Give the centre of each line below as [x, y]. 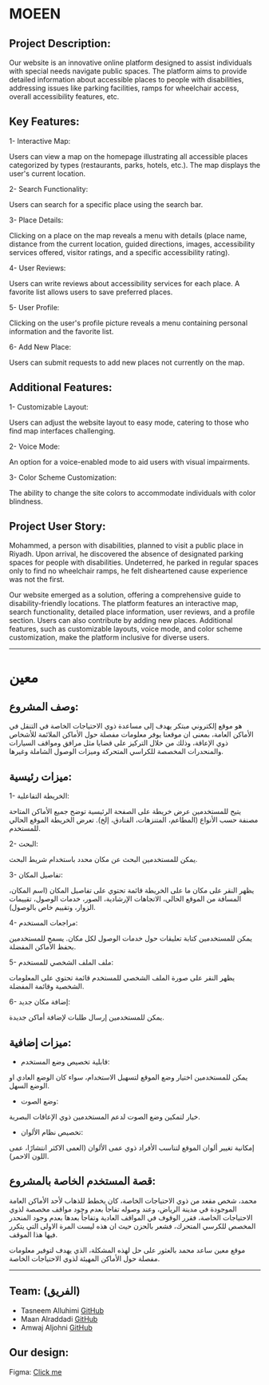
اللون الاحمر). [29, 1156]
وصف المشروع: [44, 707]
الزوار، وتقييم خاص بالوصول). [53, 908]
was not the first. [37, 580]
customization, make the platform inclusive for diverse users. [109, 637]
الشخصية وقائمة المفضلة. [47, 986]
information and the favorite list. [61, 331]
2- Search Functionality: [49, 189]
